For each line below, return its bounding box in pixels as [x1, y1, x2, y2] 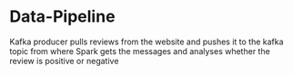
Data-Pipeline [9, 6, 116, 27]
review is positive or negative [9, 55, 119, 66]
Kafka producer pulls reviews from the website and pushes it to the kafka [9, 36, 284, 47]
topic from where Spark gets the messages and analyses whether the [9, 45, 270, 56]
